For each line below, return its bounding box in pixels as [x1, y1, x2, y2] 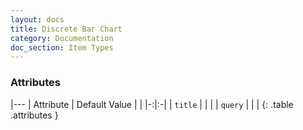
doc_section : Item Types [10, 42, 114, 53]
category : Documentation [10, 33, 114, 43]
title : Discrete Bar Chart [10, 24, 123, 34]
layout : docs [10, 14, 65, 25]
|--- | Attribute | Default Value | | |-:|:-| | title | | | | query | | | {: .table [10, 98, 294, 110]
